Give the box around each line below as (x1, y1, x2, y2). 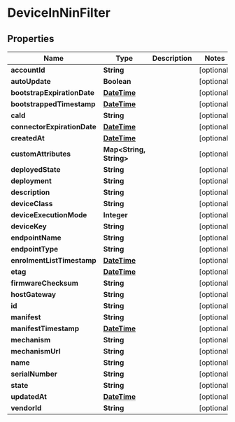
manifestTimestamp (10, 323, 80, 333)
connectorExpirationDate (10, 122, 97, 131)
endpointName (10, 233, 62, 242)
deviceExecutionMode (10, 210, 87, 219)
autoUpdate (10, 77, 51, 86)
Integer (103, 210, 128, 219)
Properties (7, 33, 55, 45)
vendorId (10, 403, 42, 413)
